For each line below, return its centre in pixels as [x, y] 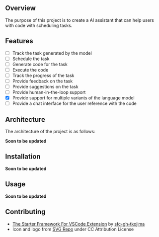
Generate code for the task [40, 64]
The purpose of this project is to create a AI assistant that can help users [79, 20]
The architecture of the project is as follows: [50, 132]
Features [19, 41]
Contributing [25, 212]
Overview [21, 8]
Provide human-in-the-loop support [49, 92]
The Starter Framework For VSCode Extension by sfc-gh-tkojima [79, 224]
